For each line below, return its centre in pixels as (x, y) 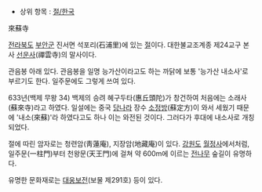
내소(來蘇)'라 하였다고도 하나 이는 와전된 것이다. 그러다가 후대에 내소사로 (129, 117)
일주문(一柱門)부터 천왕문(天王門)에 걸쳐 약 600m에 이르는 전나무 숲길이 (120, 154)
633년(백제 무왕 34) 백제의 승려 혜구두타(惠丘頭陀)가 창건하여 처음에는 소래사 (127, 98)
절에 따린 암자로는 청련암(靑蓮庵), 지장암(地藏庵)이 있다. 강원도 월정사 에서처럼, (129, 144)
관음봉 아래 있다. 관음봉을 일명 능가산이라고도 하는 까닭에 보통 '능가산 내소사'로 (128, 71)
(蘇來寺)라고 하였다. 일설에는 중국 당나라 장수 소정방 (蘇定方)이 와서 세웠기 (122, 107)
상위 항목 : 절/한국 (47, 11)
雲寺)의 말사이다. (71, 54)
